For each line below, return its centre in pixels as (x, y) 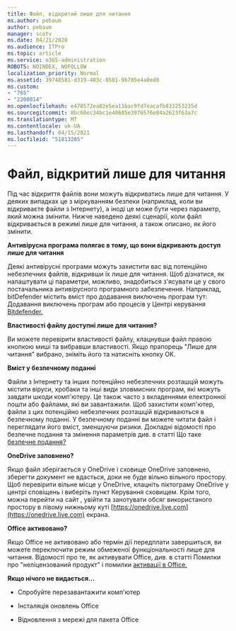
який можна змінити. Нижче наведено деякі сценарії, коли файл (105, 216)
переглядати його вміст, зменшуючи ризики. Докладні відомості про (112, 427)
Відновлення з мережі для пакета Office (78, 620)
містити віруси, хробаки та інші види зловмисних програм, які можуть (114, 389)
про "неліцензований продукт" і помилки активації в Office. (97, 565)
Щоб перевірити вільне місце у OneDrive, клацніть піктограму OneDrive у (118, 485)
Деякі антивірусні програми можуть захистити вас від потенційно (107, 267)
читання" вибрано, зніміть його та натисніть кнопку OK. (92, 354)
